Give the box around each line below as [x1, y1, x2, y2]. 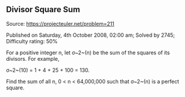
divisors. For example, [6, 55, 60, 62]
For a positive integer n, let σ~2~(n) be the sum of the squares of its [6, 49, 170, 56]
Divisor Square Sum [6, 5, 80, 15]
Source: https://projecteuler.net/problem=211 [6, 20, 115, 27]
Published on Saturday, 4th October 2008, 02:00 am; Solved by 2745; [6, 32, 175, 39]
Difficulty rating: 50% [6, 37, 58, 44]
